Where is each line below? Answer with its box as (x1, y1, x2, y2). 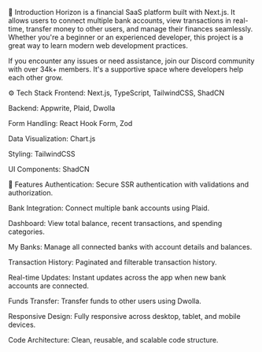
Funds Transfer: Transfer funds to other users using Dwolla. (8, 296, 202, 306)
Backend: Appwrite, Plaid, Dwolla (8, 103, 116, 113)
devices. (8, 320, 36, 329)
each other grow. (8, 73, 64, 82)
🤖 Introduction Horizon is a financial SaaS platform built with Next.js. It (8, 8, 236, 17)
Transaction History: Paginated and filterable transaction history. (8, 258, 217, 267)
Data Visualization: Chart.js (8, 134, 96, 143)
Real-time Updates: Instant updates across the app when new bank (8, 272, 227, 282)
